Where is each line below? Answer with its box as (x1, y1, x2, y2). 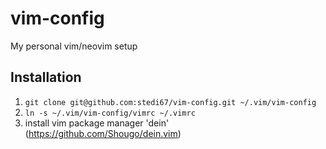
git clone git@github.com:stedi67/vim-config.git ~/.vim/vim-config (24, 97, 317, 107)
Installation (10, 69, 82, 86)
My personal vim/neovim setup (10, 40, 138, 52)
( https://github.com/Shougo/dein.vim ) (24, 127, 182, 139)
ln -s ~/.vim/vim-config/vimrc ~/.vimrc (24, 108, 196, 118)
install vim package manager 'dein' (24, 117, 170, 129)
